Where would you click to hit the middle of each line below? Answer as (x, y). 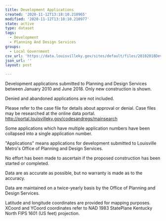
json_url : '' (19, 61)
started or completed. (27, 163)
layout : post (19, 65)
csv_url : (14, 56)
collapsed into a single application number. (49, 134)
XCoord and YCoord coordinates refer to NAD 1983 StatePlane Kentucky (79, 208)
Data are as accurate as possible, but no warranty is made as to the (74, 173)
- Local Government (30, 51)
